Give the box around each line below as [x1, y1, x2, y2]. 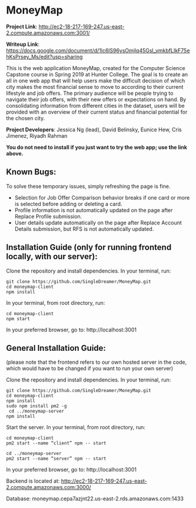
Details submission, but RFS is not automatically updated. [14, 225, 154, 233]
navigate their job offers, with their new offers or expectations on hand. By [6, 95, 187, 103]
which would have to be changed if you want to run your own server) [6, 365, 174, 372]
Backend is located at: [6, 477, 60, 484]
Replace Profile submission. [14, 213, 82, 220]
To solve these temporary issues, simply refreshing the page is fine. [6, 182, 171, 190]
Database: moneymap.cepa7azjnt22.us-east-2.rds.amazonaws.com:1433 [6, 495, 184, 502]
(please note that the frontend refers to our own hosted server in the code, [6, 358, 187, 366]
